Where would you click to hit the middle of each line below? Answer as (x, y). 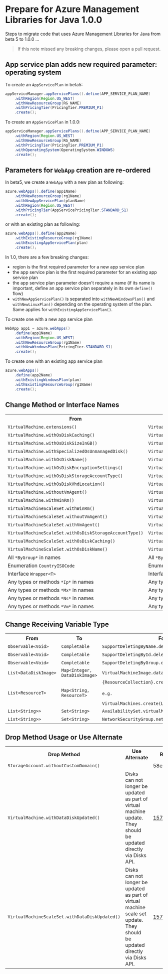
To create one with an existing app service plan (54, 361)
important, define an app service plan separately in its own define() (82, 288)
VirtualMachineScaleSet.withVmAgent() (54, 525)
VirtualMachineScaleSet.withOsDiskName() (58, 549)
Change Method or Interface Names (62, 405)
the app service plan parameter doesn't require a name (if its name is (83, 283)
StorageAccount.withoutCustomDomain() (54, 766)
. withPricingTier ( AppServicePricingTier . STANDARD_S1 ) (71, 210)
